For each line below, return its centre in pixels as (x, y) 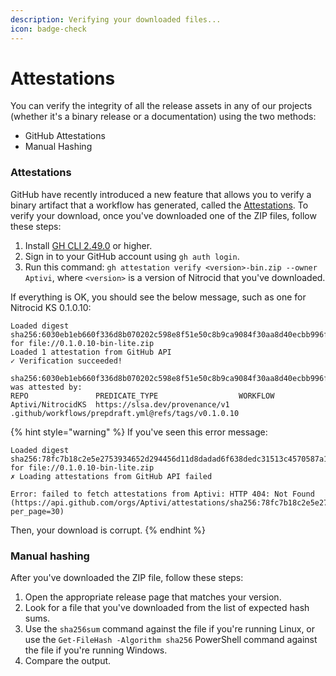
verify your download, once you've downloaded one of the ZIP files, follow (163, 215)
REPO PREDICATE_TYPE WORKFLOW (142, 396)
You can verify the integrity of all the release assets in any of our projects (161, 106)
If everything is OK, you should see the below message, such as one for (158, 297)
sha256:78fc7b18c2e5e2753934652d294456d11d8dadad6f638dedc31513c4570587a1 (169, 459)
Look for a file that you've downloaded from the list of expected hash (167, 608)
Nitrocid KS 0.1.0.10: (51, 307)
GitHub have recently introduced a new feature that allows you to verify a (161, 194)
